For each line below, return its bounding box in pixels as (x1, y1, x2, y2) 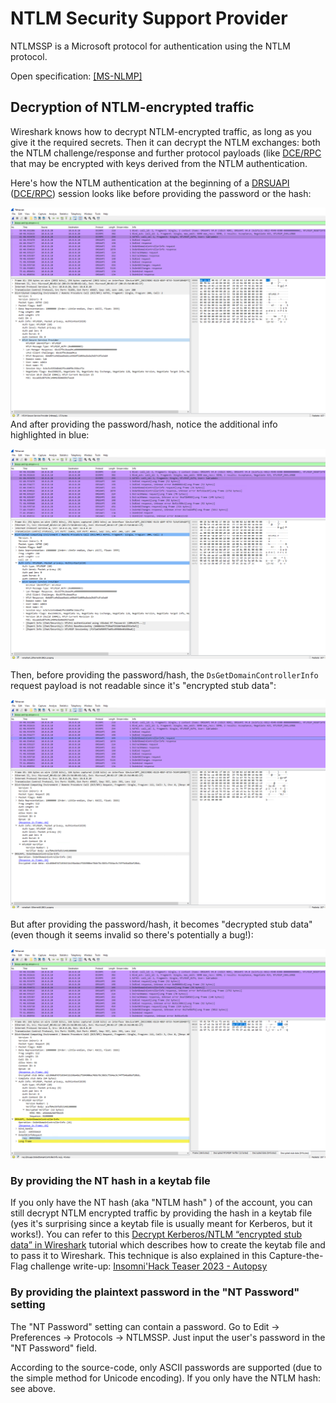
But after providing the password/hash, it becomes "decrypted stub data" (10, 918, 313, 931)
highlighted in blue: (10, 429, 90, 441)
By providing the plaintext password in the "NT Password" (10, 1285, 300, 1299)
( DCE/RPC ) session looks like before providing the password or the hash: (10, 187, 312, 199)
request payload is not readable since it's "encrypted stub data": (10, 679, 277, 691)
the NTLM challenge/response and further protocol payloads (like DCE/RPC (10, 147, 322, 159)
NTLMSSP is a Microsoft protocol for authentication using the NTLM (10, 40, 291, 52)
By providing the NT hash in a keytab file (10, 1173, 211, 1187)
